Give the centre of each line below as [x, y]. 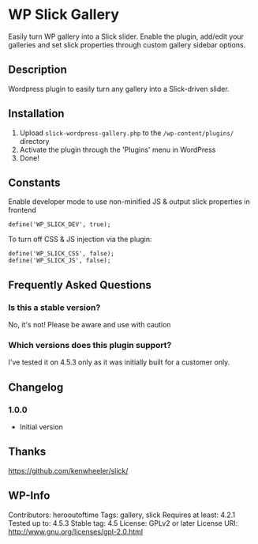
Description [37, 70]
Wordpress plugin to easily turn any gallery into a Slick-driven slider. [119, 89]
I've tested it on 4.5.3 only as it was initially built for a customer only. [119, 362]
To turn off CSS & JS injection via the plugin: [80, 240]
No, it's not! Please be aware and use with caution [90, 325]
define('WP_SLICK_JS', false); [60, 261]
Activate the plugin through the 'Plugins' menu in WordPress [118, 149]
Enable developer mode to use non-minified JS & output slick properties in [129, 202]
